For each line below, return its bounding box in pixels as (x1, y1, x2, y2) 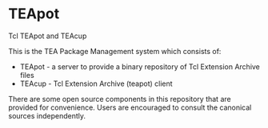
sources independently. (8, 111, 86, 120)
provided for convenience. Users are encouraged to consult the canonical (8, 103, 252, 112)
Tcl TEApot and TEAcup (8, 31, 87, 41)
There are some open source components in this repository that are (8, 94, 231, 103)
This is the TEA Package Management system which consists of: (8, 46, 222, 56)
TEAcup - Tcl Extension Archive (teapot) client (19, 79, 174, 88)
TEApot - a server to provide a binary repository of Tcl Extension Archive (19, 61, 260, 72)
